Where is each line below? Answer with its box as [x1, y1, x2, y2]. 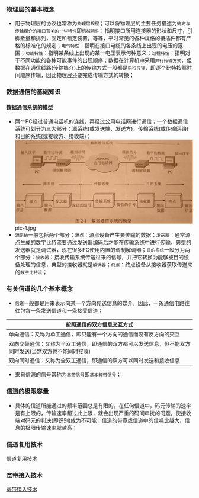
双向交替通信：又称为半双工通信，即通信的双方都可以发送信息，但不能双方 [8, 340, 191, 347]
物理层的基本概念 [6, 5, 55, 13]
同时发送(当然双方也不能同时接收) [8, 348, 91, 355]
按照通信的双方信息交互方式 [66, 321, 133, 328]
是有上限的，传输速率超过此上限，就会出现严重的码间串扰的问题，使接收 [14, 409, 191, 416]
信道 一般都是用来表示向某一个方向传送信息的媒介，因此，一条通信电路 [14, 299, 185, 306]
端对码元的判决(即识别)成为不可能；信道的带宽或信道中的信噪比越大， [14, 416, 185, 424]
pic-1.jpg [14, 224, 37, 232]
